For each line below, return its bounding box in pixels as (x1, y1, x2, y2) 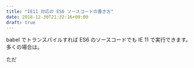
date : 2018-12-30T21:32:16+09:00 (6, 14, 89, 20)
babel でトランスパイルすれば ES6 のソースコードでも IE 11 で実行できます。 (6, 36, 191, 43)
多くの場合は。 (6, 43, 43, 50)
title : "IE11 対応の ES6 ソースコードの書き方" (6, 8, 114, 15)
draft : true (6, 19, 35, 25)
